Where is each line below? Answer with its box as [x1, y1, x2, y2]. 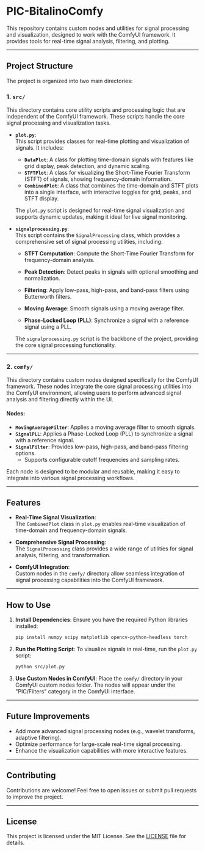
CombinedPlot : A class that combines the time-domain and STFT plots [24, 182, 199, 189]
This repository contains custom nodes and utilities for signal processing [6, 24, 189, 32]
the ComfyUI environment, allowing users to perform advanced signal [6, 389, 182, 396]
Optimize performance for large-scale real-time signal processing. [15, 740, 182, 748]
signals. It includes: [15, 144, 64, 152]
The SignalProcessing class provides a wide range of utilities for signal [15, 545, 193, 552]
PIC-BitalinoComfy [6, 4, 104, 18]
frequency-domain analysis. [24, 257, 95, 264]
